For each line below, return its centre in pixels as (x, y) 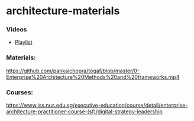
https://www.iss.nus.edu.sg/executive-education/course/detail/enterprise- (97, 106)
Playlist (23, 42)
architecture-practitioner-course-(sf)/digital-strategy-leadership (84, 112)
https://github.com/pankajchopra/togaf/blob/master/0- (73, 71)
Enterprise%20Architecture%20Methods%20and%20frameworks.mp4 (93, 77)
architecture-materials (63, 11)
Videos (17, 30)
